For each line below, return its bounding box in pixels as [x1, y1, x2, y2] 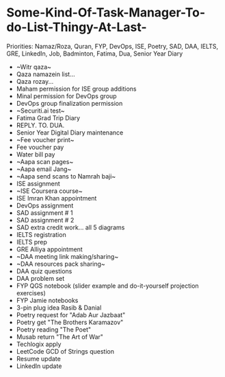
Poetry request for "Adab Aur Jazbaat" [16, 310, 126, 319]
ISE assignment [16, 179, 61, 187]
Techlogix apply [16, 340, 62, 348]
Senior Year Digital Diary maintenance [16, 128, 124, 137]
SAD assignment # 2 [16, 216, 75, 224]
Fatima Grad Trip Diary [16, 113, 80, 122]
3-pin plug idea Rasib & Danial [16, 304, 102, 312]
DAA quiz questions [16, 266, 72, 275]
